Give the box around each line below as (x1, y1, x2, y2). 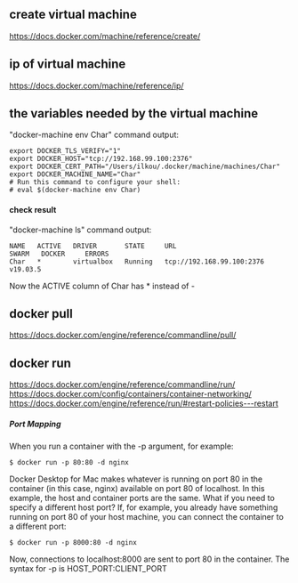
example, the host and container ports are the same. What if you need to (9, 493, 276, 504)
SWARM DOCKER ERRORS (9, 249, 109, 258)
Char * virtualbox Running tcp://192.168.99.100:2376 (9, 257, 265, 266)
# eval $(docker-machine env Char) (9, 186, 141, 195)
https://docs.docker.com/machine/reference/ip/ (9, 80, 184, 91)
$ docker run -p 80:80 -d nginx (9, 458, 129, 467)
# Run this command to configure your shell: (9, 178, 181, 187)
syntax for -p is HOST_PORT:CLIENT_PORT (9, 563, 167, 574)
